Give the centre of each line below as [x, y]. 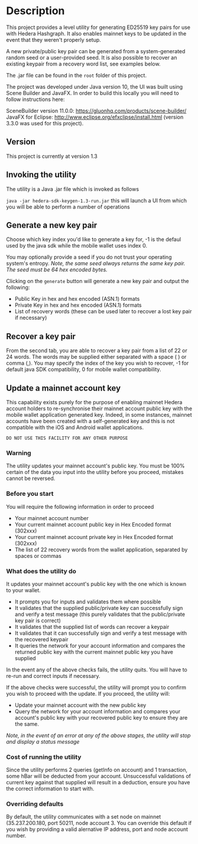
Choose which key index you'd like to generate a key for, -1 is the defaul [94, 239]
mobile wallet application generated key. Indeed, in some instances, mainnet [99, 415]
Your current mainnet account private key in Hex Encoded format [94, 537]
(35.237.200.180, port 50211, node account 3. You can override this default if [99, 823]
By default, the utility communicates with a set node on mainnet [84, 817]
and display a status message [43, 741]
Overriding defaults [35, 804]
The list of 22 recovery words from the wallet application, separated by [101, 549]
